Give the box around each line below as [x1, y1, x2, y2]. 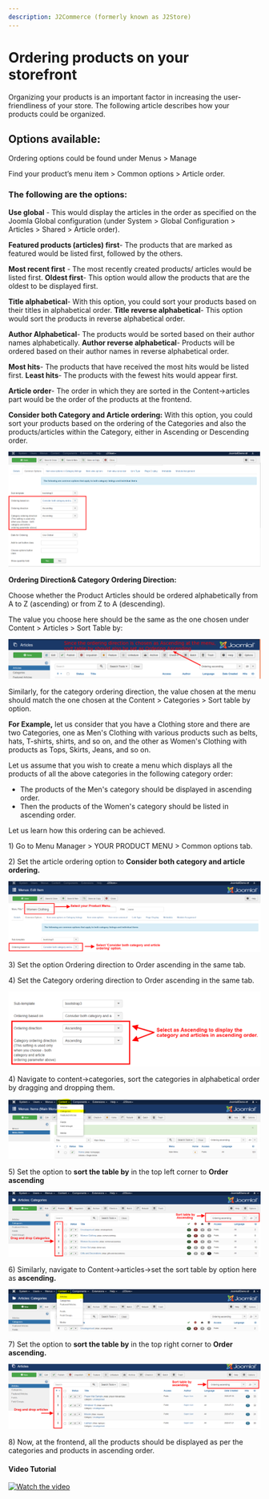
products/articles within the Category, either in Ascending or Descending [8, 427, 250, 436]
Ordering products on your [8, 48, 190, 67]
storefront [8, 65, 78, 83]
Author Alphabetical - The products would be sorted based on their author [8, 329, 255, 338]
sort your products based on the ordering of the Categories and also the [8, 418, 247, 428]
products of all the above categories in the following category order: [8, 768, 234, 778]
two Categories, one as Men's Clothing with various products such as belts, [8, 727, 258, 737]
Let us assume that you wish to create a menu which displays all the [8, 760, 233, 770]
